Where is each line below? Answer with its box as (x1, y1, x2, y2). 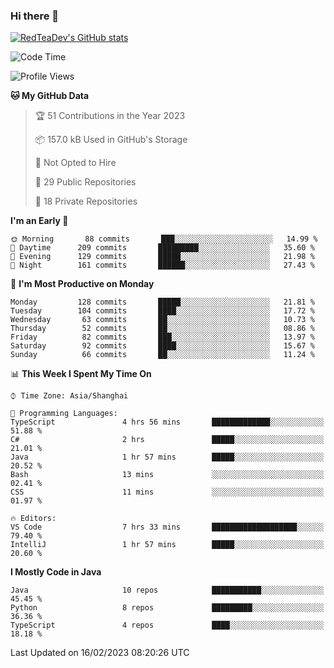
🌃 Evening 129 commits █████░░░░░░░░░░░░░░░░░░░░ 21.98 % (10, 252, 315, 262)
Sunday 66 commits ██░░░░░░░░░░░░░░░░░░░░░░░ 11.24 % (10, 350, 315, 360)
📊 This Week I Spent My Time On (10, 368, 152, 380)
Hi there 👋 (10, 9, 60, 23)
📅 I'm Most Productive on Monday (10, 278, 155, 290)
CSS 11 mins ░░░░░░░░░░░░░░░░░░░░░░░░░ (10, 487, 325, 498)
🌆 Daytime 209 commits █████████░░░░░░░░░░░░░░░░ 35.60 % (10, 243, 315, 253)
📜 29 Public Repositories (34, 176, 137, 188)
